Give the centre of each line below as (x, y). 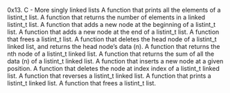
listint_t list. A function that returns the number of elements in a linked (106, 17)
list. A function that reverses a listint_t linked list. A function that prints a (109, 76)
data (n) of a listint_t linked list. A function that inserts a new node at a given (115, 61)
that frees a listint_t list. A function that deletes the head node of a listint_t (112, 39)
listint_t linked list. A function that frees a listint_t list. (82, 83)
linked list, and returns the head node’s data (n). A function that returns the (114, 46)
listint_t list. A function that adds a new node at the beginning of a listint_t (112, 24)
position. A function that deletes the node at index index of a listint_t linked (114, 69)
